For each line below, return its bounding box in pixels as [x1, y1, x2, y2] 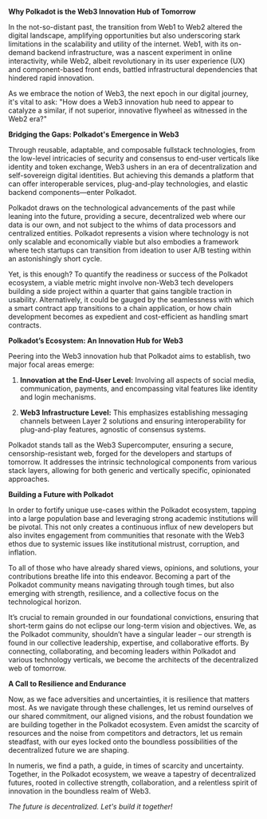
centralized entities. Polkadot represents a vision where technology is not [8, 229, 249, 238]
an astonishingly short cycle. [8, 254, 102, 263]
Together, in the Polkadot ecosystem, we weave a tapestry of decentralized [8, 769, 257, 778]
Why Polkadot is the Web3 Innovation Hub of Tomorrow [8, 7, 197, 16]
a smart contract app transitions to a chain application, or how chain [8, 304, 232, 312]
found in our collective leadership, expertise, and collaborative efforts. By [8, 638, 249, 647]
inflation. [8, 547, 37, 557]
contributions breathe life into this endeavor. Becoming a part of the [8, 571, 231, 581]
